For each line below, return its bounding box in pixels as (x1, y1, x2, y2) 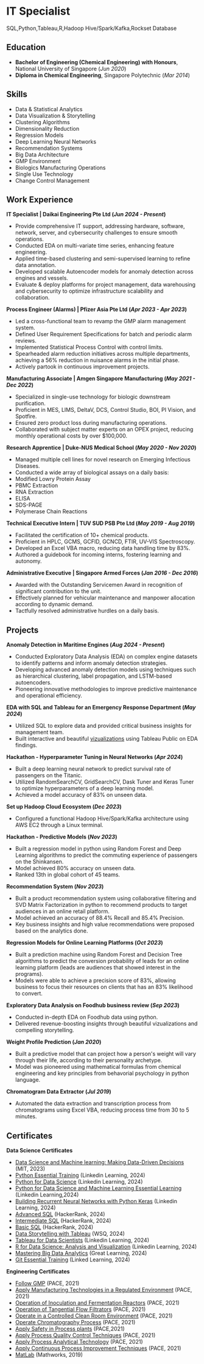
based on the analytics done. (15, 927, 88, 934)
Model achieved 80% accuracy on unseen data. (15, 865, 136, 872)
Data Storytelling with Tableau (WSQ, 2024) (15, 1230, 125, 1237)
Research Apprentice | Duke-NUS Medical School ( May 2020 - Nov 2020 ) (6, 444, 197, 452)
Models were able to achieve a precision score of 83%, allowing (15, 977, 176, 985)
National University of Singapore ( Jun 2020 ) (15, 65, 127, 72)
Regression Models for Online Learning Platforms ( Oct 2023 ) (6, 939, 163, 947)
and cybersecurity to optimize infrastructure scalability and (15, 287, 164, 295)
